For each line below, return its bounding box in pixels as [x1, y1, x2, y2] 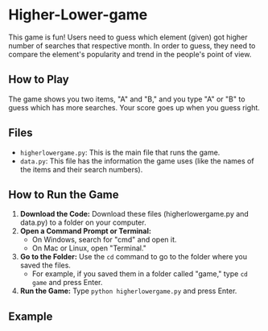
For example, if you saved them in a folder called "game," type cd [31, 269, 248, 279]
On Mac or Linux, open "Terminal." [31, 243, 147, 253]
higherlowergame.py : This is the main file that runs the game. [19, 147, 221, 157]
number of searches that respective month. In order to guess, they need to [8, 40, 256, 50]
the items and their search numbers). [19, 164, 143, 174]
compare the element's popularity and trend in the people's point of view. [8, 49, 252, 59]
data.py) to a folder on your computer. [19, 217, 146, 227]
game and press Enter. [31, 278, 103, 288]
